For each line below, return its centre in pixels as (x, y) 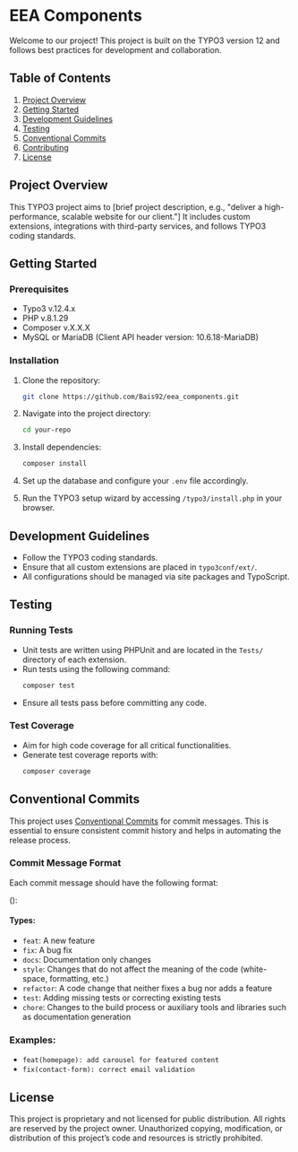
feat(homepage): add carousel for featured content (120, 1060)
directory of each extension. (74, 659)
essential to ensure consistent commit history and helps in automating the (145, 830)
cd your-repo (47, 430)
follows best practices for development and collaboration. (115, 49)
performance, (34, 216)
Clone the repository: (61, 380)
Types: (22, 921)
